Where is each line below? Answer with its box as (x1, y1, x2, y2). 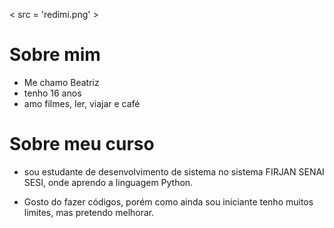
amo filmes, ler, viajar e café (23, 97, 141, 109)
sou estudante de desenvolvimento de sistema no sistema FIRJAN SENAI (23, 165, 325, 178)
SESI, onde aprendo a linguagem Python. (23, 176, 194, 188)
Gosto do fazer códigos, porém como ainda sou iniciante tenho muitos (23, 195, 314, 208)
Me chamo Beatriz (23, 76, 100, 88)
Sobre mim (9, 44, 101, 66)
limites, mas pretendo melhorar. (23, 206, 155, 218)
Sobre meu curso (9, 133, 155, 156)
